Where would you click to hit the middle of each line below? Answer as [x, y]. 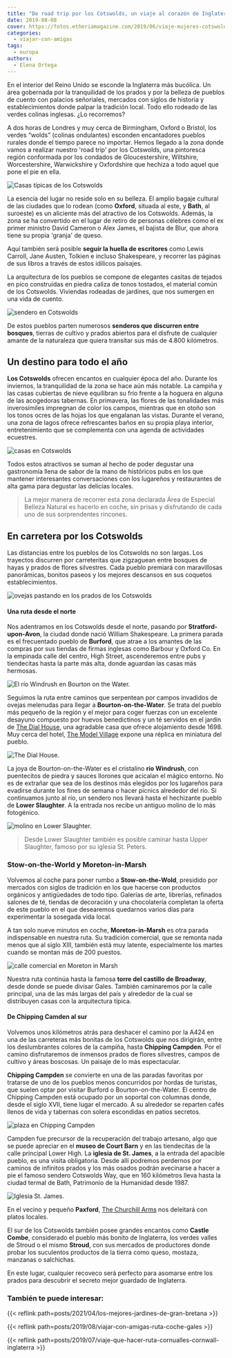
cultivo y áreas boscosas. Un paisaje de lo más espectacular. [94, 1061]
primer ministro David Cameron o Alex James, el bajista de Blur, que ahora [113, 228]
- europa [26, 53]
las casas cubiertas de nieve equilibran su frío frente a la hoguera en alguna [115, 393]
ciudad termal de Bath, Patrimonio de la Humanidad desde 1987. [98, 1182]
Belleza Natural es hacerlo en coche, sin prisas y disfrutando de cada [123, 507]
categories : [24, 33]
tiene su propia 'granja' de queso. [55, 235]
